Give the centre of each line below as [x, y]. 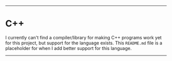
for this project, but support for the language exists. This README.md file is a [84, 43]
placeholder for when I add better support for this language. [69, 48]
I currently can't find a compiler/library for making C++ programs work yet [84, 37]
